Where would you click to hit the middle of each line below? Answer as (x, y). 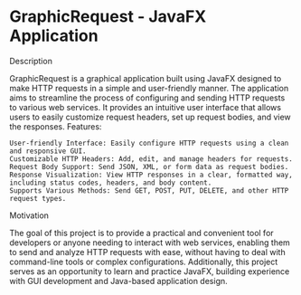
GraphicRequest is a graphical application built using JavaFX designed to (146, 78)
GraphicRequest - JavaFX (108, 17)
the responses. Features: (56, 126)
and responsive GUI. (48, 151)
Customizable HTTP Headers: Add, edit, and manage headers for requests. (151, 159)
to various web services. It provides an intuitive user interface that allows (146, 107)
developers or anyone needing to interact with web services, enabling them (150, 243)
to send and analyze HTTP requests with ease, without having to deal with (148, 252)
